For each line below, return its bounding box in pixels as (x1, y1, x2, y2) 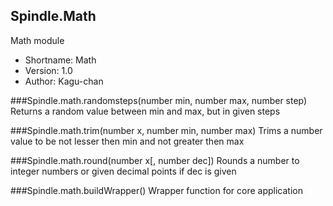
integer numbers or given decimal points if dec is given (10, 165, 237, 177)
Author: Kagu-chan (24, 75, 104, 87)
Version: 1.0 (24, 64, 73, 76)
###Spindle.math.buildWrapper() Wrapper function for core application (10, 184, 303, 196)
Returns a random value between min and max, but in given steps (10, 105, 281, 117)
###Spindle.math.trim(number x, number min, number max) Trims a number (10, 124, 323, 136)
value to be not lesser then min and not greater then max (10, 135, 245, 147)
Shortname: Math (24, 54, 97, 66)
